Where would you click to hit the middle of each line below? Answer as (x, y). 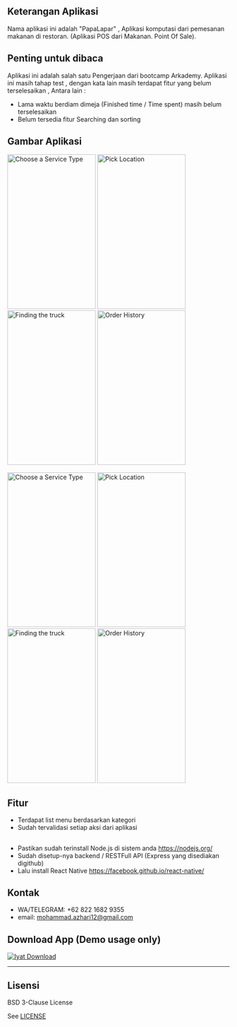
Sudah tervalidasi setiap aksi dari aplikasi (77, 828)
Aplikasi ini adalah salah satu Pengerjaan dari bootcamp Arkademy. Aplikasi (117, 75)
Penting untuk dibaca (55, 58)
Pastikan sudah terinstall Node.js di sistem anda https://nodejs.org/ (115, 848)
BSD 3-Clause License (40, 1002)
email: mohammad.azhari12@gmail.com (75, 917)
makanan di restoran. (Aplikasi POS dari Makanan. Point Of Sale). (102, 36)
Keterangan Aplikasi (53, 12)
